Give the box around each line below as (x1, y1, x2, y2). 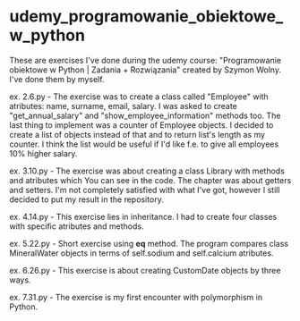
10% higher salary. (9, 148, 78, 158)
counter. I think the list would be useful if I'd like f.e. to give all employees (9, 139, 279, 149)
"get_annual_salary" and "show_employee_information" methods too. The (9, 110, 281, 121)
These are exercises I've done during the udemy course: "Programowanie (9, 55, 282, 65)
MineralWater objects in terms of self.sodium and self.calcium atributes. (9, 248, 274, 258)
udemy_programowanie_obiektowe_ (9, 6, 284, 27)
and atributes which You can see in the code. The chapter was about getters (9, 174, 292, 185)
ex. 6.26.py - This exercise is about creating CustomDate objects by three (9, 265, 281, 275)
